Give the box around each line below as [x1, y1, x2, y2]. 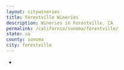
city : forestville [6, 42, 52, 48]
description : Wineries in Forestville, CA [6, 20, 113, 26]
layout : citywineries [6, 8, 60, 15]
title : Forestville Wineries [6, 14, 79, 20]
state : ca [6, 31, 31, 37]
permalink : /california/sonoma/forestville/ [6, 25, 119, 32]
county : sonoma [6, 36, 44, 42]
